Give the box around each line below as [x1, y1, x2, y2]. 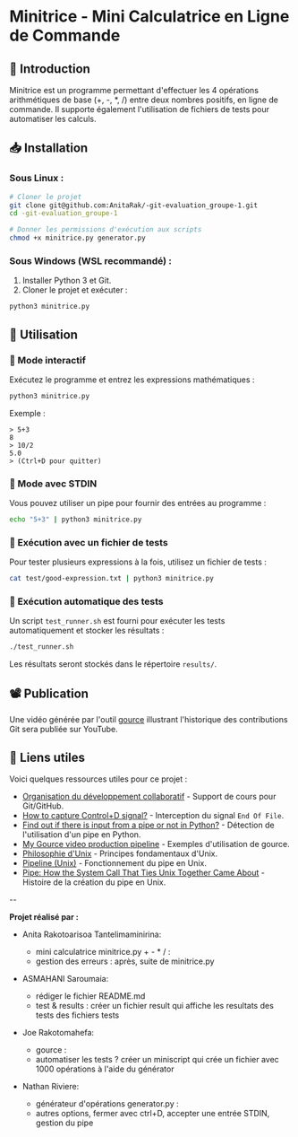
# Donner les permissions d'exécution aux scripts [9, 225, 202, 234]
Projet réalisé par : [9, 911, 79, 922]
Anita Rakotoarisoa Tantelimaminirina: [21, 929, 162, 940]
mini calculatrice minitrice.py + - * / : [35, 946, 171, 957]
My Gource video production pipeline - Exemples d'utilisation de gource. [21, 838, 290, 849]
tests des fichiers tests [35, 1010, 120, 1020]
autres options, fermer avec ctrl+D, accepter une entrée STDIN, [35, 1107, 270, 1118]
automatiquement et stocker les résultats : [9, 625, 165, 636]
